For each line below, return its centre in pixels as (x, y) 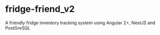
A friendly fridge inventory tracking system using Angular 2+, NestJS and (80, 23)
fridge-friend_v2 (40, 9)
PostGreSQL (18, 28)
